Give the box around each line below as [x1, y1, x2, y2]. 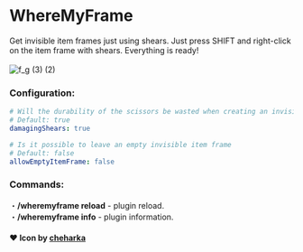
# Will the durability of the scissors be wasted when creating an [9, 107, 269, 117]
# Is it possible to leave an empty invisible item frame [9, 140, 232, 149]
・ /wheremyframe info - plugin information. [9, 211, 174, 222]
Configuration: [9, 87, 75, 99]
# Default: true [9, 116, 70, 125]
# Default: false [9, 148, 75, 158]
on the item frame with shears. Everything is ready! [9, 44, 199, 55]
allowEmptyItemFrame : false [9, 157, 115, 166]
